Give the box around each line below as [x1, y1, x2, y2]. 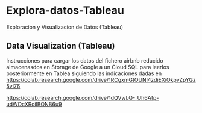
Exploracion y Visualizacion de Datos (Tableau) [6, 23, 124, 31]
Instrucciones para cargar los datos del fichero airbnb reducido [6, 56, 164, 64]
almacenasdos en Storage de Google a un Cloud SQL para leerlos [6, 63, 169, 70]
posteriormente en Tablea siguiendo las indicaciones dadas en [6, 70, 162, 77]
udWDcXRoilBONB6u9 [6, 100, 62, 108]
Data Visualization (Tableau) [6, 41, 116, 51]
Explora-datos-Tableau [6, 4, 125, 17]
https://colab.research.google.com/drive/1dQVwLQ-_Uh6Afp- [6, 94, 159, 101]
